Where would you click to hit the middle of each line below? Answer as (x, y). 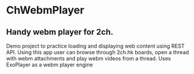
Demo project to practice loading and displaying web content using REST (96, 46)
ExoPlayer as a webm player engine (50, 65)
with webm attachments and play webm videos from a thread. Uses (88, 58)
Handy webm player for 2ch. (60, 32)
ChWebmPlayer (45, 10)
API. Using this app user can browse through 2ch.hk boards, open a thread (98, 52)
